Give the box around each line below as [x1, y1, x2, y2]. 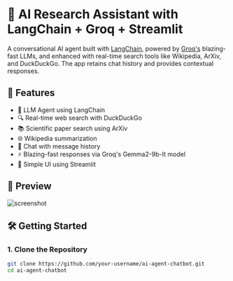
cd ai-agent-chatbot [7, 267, 68, 274]
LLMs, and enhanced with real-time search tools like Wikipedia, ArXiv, [20, 52, 222, 60]
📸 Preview [7, 180, 52, 192]
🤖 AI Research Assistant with [7, 6, 178, 22]
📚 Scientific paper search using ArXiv [17, 124, 128, 132]
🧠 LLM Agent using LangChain [17, 105, 106, 114]
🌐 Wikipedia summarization [17, 134, 97, 142]
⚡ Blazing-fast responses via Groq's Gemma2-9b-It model [17, 150, 186, 158]
